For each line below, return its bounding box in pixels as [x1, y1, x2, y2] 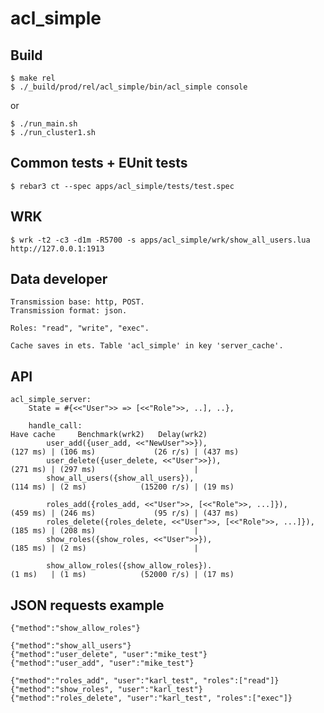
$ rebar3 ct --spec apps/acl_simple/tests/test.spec [10, 181, 235, 191]
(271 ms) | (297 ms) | [10, 465, 199, 475]
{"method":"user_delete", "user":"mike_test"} [10, 650, 208, 660]
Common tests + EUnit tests [10, 155, 188, 172]
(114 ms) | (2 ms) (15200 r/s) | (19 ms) [10, 482, 235, 492]
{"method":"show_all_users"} [10, 641, 132, 651]
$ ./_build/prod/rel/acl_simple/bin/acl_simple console [10, 82, 248, 92]
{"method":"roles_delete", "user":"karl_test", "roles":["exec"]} [10, 693, 293, 704]
